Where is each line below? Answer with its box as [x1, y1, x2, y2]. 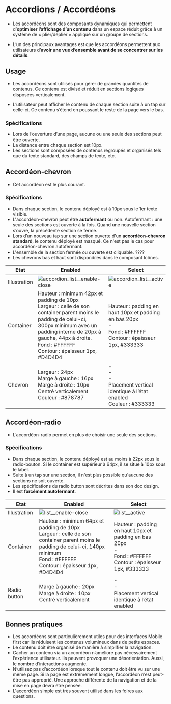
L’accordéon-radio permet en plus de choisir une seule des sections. [12, 431, 157, 438]
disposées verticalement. [12, 91, 66, 98]
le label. [12, 467, 30, 473]
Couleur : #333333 [108, 400, 155, 407]
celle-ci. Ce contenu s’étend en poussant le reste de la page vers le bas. [12, 106, 164, 113]
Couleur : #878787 [38, 394, 84, 401]
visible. [12, 211, 28, 217]
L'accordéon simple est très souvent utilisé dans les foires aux [12, 688, 144, 694]
